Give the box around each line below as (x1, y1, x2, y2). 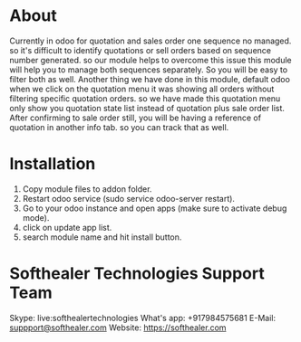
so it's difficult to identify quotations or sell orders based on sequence (9, 44, 272, 55)
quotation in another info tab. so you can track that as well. (9, 121, 229, 132)
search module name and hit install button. (22, 232, 182, 242)
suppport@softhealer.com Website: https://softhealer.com (9, 322, 227, 333)
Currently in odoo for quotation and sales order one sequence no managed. (9, 35, 292, 46)
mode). (22, 212, 50, 223)
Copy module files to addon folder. (22, 183, 152, 195)
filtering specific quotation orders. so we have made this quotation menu (9, 92, 281, 104)
